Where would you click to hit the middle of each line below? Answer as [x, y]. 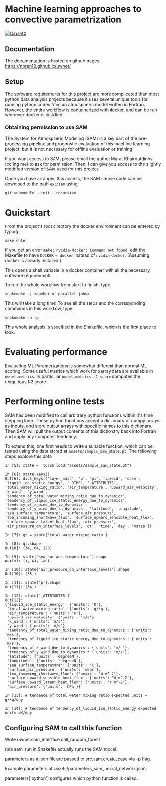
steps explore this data [28, 456]
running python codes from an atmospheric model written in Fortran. [75, 104]
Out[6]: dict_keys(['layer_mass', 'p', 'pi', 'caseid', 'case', [73, 478]
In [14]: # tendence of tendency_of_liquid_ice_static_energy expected [81, 708]
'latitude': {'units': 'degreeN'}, [44, 656]
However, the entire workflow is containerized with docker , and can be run [81, 110]
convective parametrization [63, 20]
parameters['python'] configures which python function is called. [72, 778]
